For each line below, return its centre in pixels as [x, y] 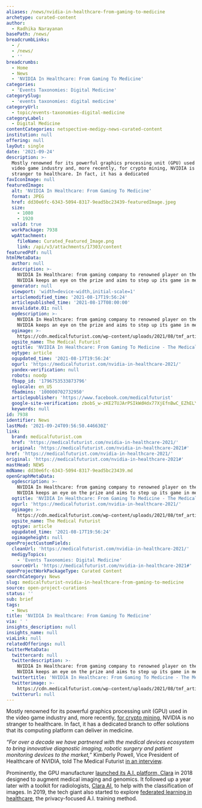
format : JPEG [28, 196]
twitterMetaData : [28, 649]
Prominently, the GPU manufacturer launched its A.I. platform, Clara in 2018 [99, 773]
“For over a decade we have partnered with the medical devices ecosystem [100, 742]
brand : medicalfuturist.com [47, 437]
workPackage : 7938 [35, 230]
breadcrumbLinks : [28, 40]
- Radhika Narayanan [37, 29]
